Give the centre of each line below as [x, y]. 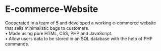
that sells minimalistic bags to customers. [47, 28]
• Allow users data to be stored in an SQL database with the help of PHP [79, 39]
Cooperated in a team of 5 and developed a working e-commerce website [80, 23]
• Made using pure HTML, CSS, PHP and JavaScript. [59, 33]
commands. [17, 44]
